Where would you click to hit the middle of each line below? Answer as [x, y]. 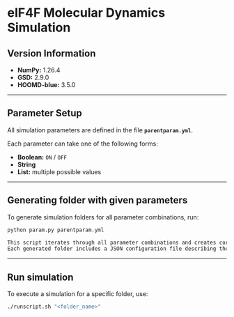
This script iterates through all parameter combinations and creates [112, 242]
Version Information [52, 53]
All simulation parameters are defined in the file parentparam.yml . [100, 130]
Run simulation [40, 277]
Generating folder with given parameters [97, 200]
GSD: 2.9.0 [33, 77]
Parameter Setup [45, 113]
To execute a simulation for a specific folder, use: [78, 294]
